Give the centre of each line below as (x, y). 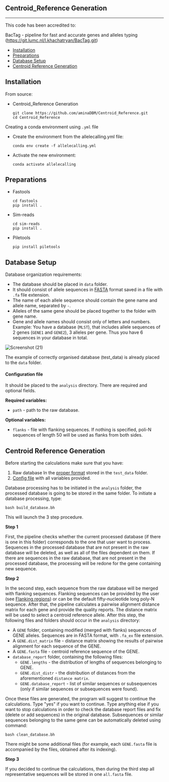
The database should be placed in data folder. (60, 285)
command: (16, 726)
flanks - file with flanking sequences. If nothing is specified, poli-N (82, 430)
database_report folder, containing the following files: (68, 657)
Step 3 (12, 759)
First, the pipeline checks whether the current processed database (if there (83, 537)
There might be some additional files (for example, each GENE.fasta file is (81, 744)
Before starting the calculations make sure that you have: (64, 463)
